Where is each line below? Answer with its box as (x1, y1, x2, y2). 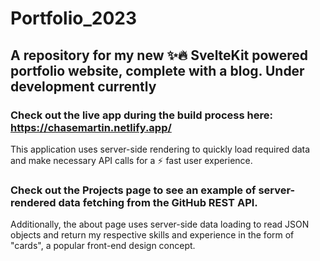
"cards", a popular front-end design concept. (10, 240, 196, 252)
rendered (10, 195, 57, 209)
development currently (10, 78, 157, 95)
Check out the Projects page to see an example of (10, 183, 257, 197)
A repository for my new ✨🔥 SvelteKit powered (10, 47, 308, 64)
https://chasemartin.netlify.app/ (10, 120, 172, 134)
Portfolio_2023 (10, 7, 138, 30)
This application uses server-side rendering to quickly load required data (10, 143, 311, 155)
